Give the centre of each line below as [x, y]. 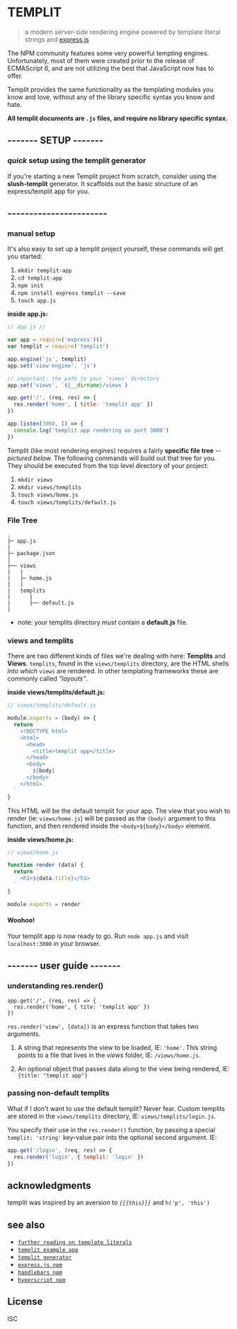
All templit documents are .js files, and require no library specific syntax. [118, 118]
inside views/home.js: [41, 839]
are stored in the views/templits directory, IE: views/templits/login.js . [112, 1116]
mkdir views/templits [49, 487]
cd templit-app [40, 278]
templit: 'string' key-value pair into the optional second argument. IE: [112, 1137]
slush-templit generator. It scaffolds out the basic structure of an [103, 183]
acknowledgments [49, 1186]
